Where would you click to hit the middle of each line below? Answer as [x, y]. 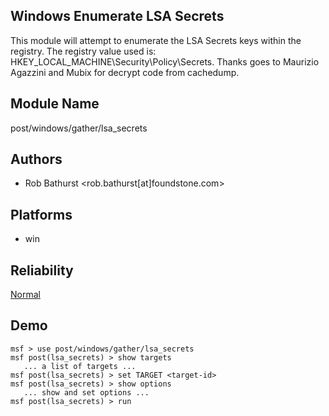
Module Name [55, 104]
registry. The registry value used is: [83, 51]
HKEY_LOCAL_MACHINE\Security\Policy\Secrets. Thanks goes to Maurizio [165, 61]
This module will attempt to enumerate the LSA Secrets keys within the [156, 40]
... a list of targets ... [80, 366]
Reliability [42, 270]
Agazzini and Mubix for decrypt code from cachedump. [125, 72]
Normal [25, 295]
